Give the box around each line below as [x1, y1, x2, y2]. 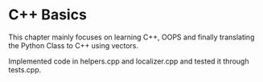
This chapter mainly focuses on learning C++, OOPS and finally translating [8, 32, 255, 42]
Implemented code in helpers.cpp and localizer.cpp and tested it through [8, 56, 249, 66]
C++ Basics [8, 6, 87, 24]
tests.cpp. [8, 64, 42, 74]
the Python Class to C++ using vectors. [8, 40, 139, 50]
